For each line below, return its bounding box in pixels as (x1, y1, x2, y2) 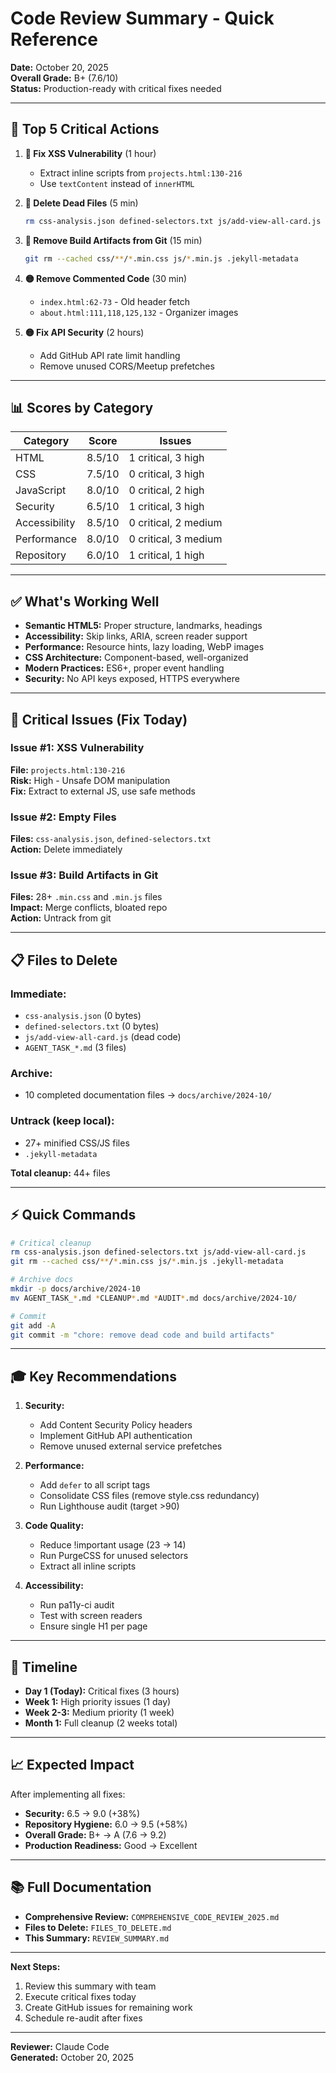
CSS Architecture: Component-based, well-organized (24, 652, 249, 664)
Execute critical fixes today (24, 1990, 137, 2002)
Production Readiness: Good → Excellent (24, 1839, 198, 1851)
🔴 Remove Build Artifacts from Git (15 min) (24, 234, 203, 246)
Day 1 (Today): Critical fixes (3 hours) (24, 1685, 180, 1697)
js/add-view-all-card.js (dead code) (24, 1031, 182, 1043)
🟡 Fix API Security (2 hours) (24, 326, 145, 338)
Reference (10, 28, 98, 51)
